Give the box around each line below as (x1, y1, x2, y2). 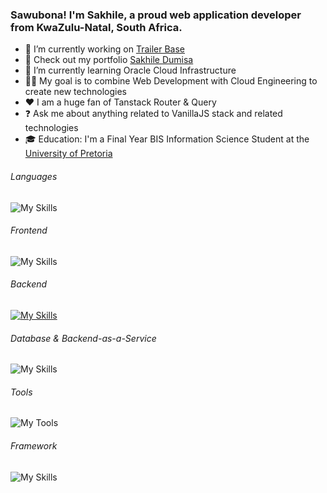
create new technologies (24, 86, 127, 98)
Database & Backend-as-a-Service (10, 332, 157, 344)
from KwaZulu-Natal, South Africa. (10, 20, 183, 34)
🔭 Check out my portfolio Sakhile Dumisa (24, 54, 194, 66)
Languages (10, 170, 58, 182)
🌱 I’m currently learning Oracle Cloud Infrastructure (24, 64, 237, 77)
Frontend (10, 224, 48, 237)
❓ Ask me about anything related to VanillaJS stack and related (24, 108, 283, 120)
